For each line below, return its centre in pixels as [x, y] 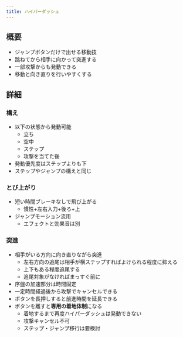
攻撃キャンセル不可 [47, 321]
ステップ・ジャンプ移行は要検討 [62, 328]
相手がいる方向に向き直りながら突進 [58, 255]
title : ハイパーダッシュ [33, 11]
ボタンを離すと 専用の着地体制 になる [58, 306]
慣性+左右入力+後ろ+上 [52, 209]
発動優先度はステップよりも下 [50, 164]
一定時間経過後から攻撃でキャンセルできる [66, 291]
